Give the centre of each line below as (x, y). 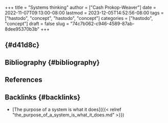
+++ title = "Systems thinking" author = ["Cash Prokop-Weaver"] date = (81, 7)
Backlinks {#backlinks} (43, 97)
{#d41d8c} (22, 45)
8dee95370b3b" (22, 29)
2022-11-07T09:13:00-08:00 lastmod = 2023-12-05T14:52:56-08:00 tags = (85, 13)
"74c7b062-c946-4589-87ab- (102, 23)
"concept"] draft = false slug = (37, 23)
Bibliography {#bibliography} (52, 63)
